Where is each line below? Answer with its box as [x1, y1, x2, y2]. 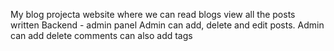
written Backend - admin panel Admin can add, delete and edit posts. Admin [10, 19, 325, 31]
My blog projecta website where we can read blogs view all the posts [10, 9, 296, 20]
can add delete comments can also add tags [10, 30, 193, 41]
